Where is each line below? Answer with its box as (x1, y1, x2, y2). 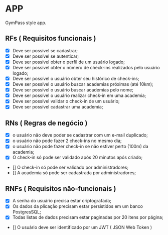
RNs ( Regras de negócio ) (5, 119, 88, 127)
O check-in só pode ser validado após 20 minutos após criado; (12, 154, 143, 161)
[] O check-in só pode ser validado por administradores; (12, 164, 129, 171)
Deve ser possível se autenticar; (12, 53, 79, 59)
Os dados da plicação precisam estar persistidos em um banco (12, 203, 143, 209)
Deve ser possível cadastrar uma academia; (12, 104, 103, 110)
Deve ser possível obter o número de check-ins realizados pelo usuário (12, 64, 160, 70)
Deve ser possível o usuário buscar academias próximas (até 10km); (12, 81, 154, 87)
